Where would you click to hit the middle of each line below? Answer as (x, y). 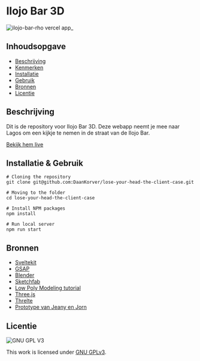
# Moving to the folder (36, 193)
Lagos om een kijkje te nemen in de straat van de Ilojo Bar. (78, 133)
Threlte (24, 301)
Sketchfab (28, 282)
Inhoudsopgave (36, 47)
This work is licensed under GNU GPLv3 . (56, 352)
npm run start (24, 229)
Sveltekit (26, 262)
